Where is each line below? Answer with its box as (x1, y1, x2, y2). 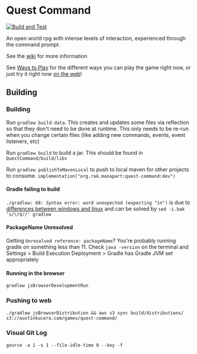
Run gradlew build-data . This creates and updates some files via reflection (6, 119, 189, 126)
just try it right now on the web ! (6, 70, 82, 77)
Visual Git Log (6, 329, 47, 337)
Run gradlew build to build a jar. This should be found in (6, 149, 143, 156)
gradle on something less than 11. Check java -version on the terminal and (6, 244, 189, 251)
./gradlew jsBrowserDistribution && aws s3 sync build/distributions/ (6, 310, 184, 316)
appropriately (6, 256, 39, 263)
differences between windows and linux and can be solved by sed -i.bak (6, 205, 185, 212)
